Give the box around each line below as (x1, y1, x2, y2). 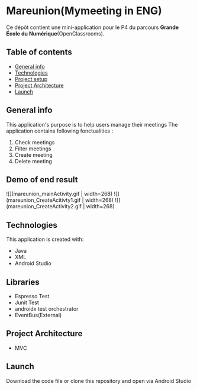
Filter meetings (14, 145, 51, 152)
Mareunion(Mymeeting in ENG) (6, 4, 163, 18)
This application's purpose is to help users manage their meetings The (6, 121, 178, 128)
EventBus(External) (14, 312, 62, 318)
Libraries (6, 277, 40, 287)
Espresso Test (14, 293, 50, 299)
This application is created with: (6, 236, 84, 243)
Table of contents (6, 47, 72, 57)
